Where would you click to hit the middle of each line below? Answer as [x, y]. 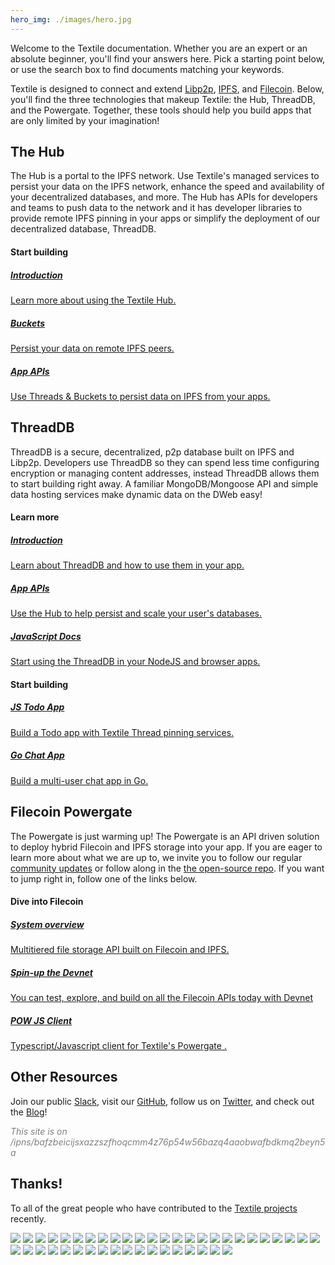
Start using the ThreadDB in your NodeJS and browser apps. [135, 662]
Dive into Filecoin [47, 902]
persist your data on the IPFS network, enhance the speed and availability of [167, 187]
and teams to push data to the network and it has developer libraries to [156, 208]
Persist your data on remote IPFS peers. [92, 348]
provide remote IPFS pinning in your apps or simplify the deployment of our [165, 218]
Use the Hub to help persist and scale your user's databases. [136, 613]
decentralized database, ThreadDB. [83, 229]
